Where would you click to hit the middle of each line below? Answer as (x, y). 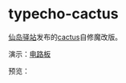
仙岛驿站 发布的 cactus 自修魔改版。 (65, 37)
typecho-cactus (63, 14)
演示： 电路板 (29, 53)
